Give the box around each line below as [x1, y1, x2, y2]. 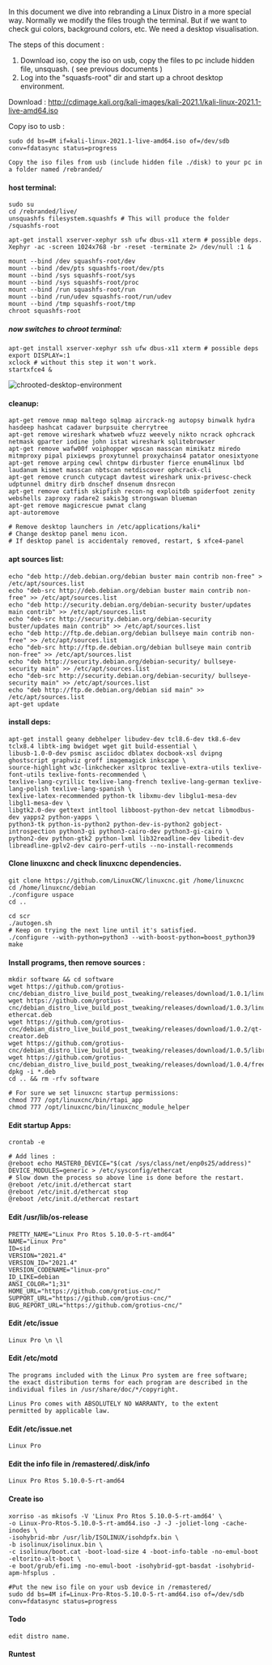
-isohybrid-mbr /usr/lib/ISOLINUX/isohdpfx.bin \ [8, 1533, 180, 1542]
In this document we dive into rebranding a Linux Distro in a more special [8, 7, 252, 16]
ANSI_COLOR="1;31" [8, 1280, 70, 1288]
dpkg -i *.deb [8, 1068, 57, 1076]
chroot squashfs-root [8, 307, 82, 315]
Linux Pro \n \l [8, 1336, 63, 1345]
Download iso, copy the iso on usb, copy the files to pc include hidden [19, 56, 255, 65]
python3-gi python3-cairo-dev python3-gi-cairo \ [59, 827, 230, 835]
